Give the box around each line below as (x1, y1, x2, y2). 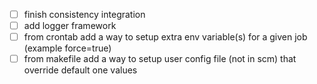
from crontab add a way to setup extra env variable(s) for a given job (23, 31, 308, 43)
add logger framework (23, 20, 117, 32)
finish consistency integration (23, 9, 146, 20)
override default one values (23, 64, 138, 76)
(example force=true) (23, 42, 112, 54)
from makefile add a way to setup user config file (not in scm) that (23, 53, 297, 65)
